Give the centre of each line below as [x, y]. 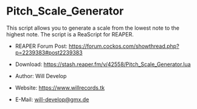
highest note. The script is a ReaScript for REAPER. [70, 34]
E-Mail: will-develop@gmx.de [52, 99]
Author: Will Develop [41, 76]
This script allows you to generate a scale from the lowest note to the [93, 28]
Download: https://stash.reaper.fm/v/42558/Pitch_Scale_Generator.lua [103, 64]
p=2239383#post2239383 [49, 52]
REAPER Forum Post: [41, 46]
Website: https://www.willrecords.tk [60, 88]
